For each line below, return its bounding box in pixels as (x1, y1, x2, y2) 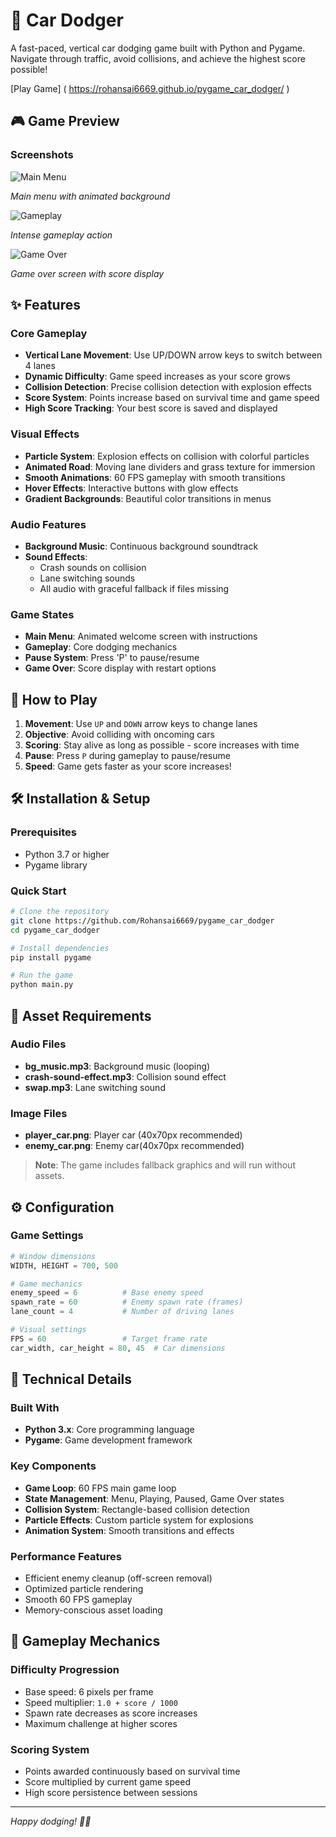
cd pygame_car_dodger (10, 925, 101, 935)
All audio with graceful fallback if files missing (39, 582, 230, 594)
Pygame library (24, 859, 88, 871)
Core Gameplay (10, 326, 88, 340)
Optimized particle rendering (24, 1582, 144, 1594)
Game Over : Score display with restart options (24, 662, 217, 674)
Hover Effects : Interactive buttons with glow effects (24, 482, 239, 494)
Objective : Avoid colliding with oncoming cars (24, 729, 215, 741)
